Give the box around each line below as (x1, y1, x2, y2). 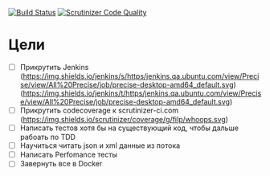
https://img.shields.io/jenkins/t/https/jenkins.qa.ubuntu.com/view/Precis (22, 88, 262, 98)
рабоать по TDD (19, 133, 76, 142)
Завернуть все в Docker (19, 159, 103, 169)
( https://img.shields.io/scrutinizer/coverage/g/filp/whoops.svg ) (19, 115, 229, 125)
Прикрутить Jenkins (19, 62, 89, 72)
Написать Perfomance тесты (19, 149, 118, 160)
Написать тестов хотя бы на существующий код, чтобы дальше (19, 123, 239, 133)
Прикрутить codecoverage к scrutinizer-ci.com (19, 105, 179, 115)
